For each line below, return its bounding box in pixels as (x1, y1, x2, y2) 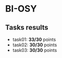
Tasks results (5, 23, 49, 32)
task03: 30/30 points (12, 47, 57, 53)
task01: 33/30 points (12, 36, 56, 42)
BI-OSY (5, 3, 37, 15)
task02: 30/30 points (12, 42, 57, 48)
